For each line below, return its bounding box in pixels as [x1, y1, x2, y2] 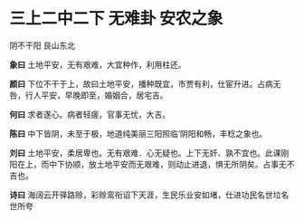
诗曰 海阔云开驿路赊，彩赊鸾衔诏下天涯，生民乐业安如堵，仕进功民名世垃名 [9, 189, 290, 200]
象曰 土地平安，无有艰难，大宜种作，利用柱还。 [9, 59, 186, 70]
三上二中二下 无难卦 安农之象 [9, 8, 223, 29]
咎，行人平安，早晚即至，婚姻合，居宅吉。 [9, 90, 168, 100]
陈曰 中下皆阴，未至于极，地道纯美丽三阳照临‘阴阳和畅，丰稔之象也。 [9, 128, 268, 139]
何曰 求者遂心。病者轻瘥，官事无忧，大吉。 [9, 109, 170, 120]
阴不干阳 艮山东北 [9, 40, 75, 51]
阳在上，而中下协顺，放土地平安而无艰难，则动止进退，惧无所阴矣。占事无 [9, 158, 287, 169]
